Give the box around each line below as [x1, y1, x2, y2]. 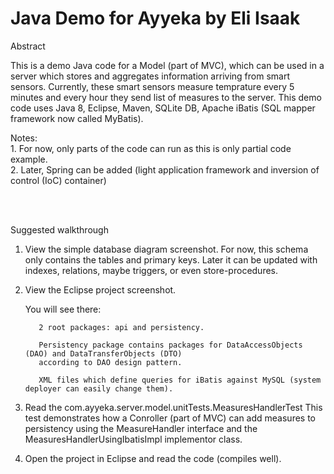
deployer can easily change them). [24, 383, 174, 394]
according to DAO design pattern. [38, 357, 183, 367]
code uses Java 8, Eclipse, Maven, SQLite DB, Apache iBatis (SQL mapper [10, 102, 316, 114]
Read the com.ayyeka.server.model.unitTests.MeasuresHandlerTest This [24, 401, 323, 413]
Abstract [10, 40, 46, 52]
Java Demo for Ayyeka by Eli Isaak [10, 7, 301, 30]
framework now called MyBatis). [10, 112, 144, 124]
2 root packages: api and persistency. [38, 322, 205, 332]
